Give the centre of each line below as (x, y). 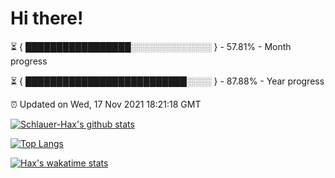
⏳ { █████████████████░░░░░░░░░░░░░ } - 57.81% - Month (151, 46)
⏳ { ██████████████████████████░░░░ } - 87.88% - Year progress (167, 81)
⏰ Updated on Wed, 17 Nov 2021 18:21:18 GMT (106, 104)
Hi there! (47, 18)
